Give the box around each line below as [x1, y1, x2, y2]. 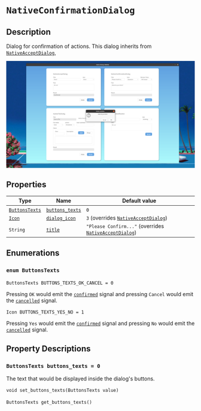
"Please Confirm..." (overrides [86, 223, 165, 230]
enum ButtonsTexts [6, 267, 60, 273]
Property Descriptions [6, 343, 91, 354]
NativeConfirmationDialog [6, 5, 135, 16]
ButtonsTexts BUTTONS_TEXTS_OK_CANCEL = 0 [6, 280, 114, 287]
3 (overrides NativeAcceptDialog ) [86, 214, 167, 221]
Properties [6, 179, 47, 190]
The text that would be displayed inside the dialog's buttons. [6, 375, 155, 382]
